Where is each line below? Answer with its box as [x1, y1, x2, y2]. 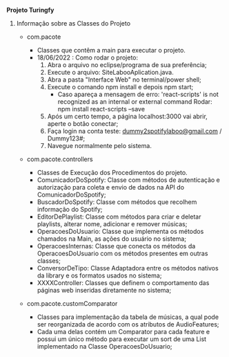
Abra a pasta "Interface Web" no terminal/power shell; [47, 75, 201, 84]
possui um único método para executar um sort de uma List [37, 335, 207, 343]
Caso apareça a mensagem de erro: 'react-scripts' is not [57, 90, 219, 98]
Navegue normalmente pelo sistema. [47, 142, 152, 149]
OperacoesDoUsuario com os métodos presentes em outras [37, 249, 208, 257]
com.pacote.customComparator [26, 300, 118, 307]
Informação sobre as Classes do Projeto [16, 19, 131, 27]
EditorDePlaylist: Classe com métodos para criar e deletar [37, 212, 201, 221]
